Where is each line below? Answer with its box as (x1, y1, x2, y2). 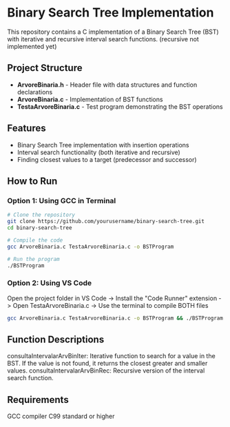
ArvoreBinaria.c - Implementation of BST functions (17, 95, 163, 103)
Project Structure (7, 62, 83, 74)
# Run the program (7, 256, 60, 262)
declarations (17, 87, 53, 96)
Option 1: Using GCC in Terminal (7, 196, 116, 205)
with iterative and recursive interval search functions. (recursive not (7, 34, 200, 43)
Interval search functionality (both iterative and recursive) (17, 148, 180, 156)
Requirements (7, 394, 69, 406)
